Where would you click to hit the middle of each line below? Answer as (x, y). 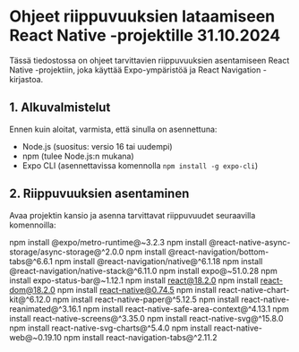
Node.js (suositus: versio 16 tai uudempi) (97, 146)
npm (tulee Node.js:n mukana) (78, 156)
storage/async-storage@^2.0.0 (67, 252)
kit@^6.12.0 (30, 299)
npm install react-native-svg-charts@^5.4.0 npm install (111, 328)
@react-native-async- (250, 242)
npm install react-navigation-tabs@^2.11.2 (141, 337)
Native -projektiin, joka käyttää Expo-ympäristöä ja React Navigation (135, 70)
